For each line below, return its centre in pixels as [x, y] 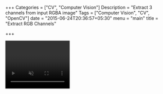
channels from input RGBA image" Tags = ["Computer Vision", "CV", [77, 13]
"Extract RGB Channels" [31, 24]
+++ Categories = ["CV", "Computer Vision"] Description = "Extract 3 [79, 7]
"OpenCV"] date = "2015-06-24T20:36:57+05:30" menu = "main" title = [82, 18]
